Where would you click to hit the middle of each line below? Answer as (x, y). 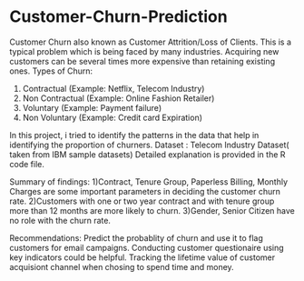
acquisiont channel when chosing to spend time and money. (122, 266)
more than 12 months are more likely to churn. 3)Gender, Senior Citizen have (152, 210)
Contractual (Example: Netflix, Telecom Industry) (113, 88)
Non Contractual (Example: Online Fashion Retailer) (118, 98)
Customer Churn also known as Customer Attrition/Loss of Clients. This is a (151, 42)
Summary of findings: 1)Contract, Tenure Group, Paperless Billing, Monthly (149, 181)
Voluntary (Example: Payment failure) (92, 107)
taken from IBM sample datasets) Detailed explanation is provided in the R (147, 154)
